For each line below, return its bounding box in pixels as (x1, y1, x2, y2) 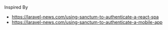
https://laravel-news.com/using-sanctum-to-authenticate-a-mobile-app (11, 19, 163, 25)
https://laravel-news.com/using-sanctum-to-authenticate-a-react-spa (11, 14, 159, 19)
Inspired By (4, 4, 29, 10)
